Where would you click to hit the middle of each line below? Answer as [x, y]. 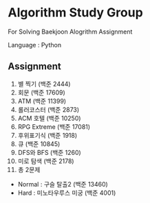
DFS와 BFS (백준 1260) [49, 152]
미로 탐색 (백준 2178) [46, 161]
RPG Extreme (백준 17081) [54, 127]
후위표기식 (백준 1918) [47, 135]
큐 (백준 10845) [39, 144]
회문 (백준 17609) [41, 92]
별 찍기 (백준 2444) [44, 84]
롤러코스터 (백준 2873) [49, 109]
